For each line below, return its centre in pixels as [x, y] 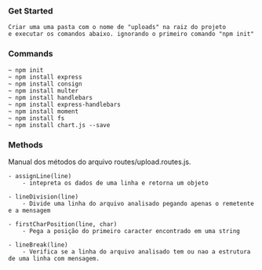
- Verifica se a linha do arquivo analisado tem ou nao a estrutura [136, 252]
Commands [31, 54]
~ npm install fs [36, 118]
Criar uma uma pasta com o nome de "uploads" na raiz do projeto [117, 27]
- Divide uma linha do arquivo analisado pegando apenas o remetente [138, 203]
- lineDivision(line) [44, 197]
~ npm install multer [44, 91]
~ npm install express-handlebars [65, 104]
